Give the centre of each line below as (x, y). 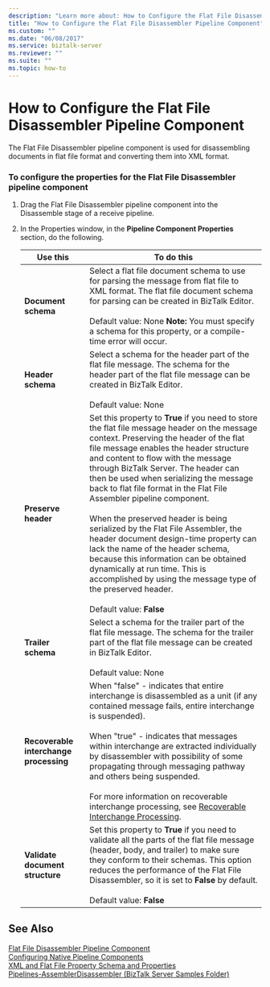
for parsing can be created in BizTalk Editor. (172, 301)
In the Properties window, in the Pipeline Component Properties (127, 228)
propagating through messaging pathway (167, 766)
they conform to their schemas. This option (170, 860)
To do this (174, 257)
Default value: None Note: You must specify (172, 321)
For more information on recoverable (159, 796)
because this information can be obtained (168, 558)
